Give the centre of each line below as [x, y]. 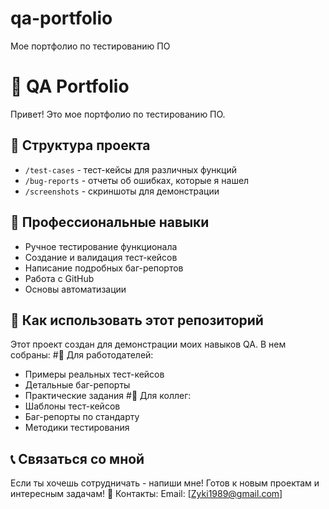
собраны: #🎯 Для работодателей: [82, 355]
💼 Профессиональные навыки [110, 222]
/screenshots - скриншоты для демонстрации [122, 191]
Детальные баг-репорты [77, 385]
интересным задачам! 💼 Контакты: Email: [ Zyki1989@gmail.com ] [146, 494]
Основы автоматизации [75, 289]
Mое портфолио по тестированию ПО [90, 46]
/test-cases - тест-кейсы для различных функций [130, 169]
